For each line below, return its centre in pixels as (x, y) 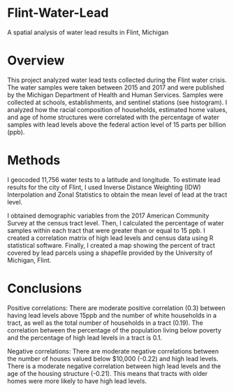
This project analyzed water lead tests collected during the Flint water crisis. (117, 80)
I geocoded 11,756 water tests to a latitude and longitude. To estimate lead (114, 179)
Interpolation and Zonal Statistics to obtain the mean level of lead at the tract (117, 195)
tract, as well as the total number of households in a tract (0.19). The (105, 323)
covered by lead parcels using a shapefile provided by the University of (110, 253)
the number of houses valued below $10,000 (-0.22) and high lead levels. (113, 358)
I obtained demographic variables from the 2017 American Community (108, 216)
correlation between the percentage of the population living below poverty (114, 330)
